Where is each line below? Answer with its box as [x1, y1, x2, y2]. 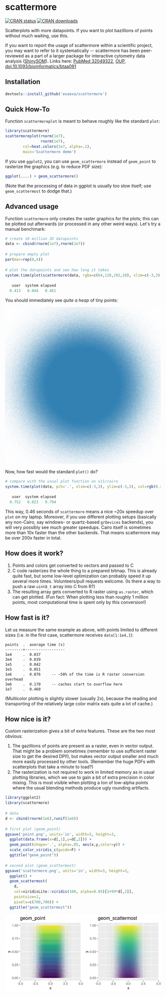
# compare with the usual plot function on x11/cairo [5, 479, 119, 484]
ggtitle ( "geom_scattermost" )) [9, 905, 72, 910]
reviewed [5, 52, 24, 58]
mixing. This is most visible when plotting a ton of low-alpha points [12, 780, 148, 786]
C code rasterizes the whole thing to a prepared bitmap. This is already [12, 567, 157, 573]
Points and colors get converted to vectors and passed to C [12, 562, 134, 568]
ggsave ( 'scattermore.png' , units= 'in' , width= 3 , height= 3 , [5, 868, 129, 873]
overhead [5, 677, 23, 682]
